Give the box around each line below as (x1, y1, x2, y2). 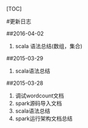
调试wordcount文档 (15, 92, 64, 99)
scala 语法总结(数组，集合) (15, 43, 82, 49)
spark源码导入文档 (15, 100, 62, 107)
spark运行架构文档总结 (15, 115, 73, 122)
